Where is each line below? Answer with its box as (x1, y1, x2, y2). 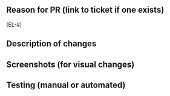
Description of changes (6, 39, 97, 49)
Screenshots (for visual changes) (6, 59, 135, 69)
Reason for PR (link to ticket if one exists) (6, 5, 165, 15)
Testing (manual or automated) (6, 80, 126, 90)
